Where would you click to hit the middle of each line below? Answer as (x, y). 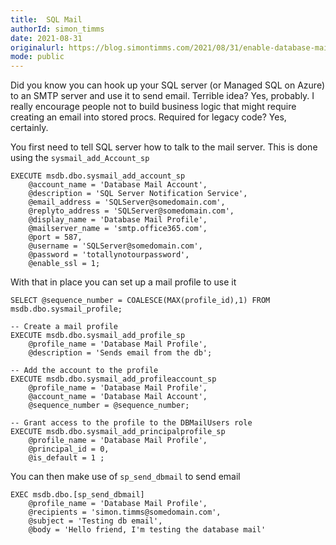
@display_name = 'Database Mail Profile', (118, 220)
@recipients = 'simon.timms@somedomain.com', (125, 512)
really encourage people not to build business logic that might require (153, 107)
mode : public (37, 57)
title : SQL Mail (46, 19)
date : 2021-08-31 (46, 38)
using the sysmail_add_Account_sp (80, 158)
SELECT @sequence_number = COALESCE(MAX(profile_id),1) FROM (140, 301)
